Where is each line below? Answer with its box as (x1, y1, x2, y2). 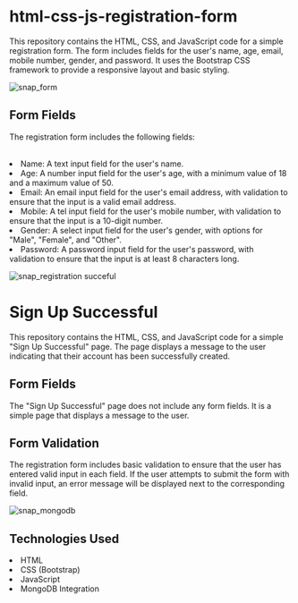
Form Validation (9, 436, 100, 451)
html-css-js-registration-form (9, 6, 238, 27)
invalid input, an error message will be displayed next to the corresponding (9, 479, 285, 489)
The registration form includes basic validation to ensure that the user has (9, 459, 282, 471)
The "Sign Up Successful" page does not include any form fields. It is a (9, 400, 272, 411)
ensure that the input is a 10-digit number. (9, 215, 164, 225)
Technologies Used (9, 531, 119, 547)
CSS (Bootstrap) (21, 565, 81, 575)
